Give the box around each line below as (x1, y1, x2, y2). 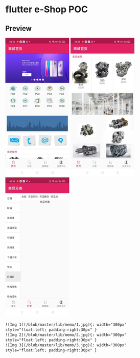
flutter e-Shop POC (5, 4, 88, 15)
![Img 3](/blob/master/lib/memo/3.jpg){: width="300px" (5, 342, 127, 348)
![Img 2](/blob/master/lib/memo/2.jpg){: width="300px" (5, 332, 127, 338)
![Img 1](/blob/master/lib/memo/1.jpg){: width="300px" (5, 322, 127, 327)
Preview (5, 24, 32, 33)
